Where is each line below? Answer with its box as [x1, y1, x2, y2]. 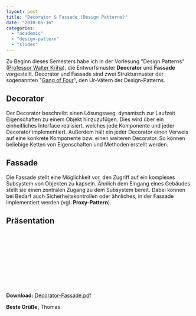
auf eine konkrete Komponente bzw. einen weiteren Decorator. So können [6, 134, 185, 142]
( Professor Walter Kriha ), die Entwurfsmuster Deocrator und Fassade [6, 64, 175, 71]
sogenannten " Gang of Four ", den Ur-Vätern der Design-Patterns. [6, 76, 165, 83]
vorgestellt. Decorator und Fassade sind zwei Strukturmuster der [6, 70, 164, 77]
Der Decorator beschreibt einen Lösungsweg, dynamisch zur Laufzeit [6, 109, 175, 116]
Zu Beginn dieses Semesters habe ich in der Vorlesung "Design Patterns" [6, 57, 185, 65]
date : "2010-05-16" [6, 19, 54, 25]
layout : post [6, 8, 38, 15]
